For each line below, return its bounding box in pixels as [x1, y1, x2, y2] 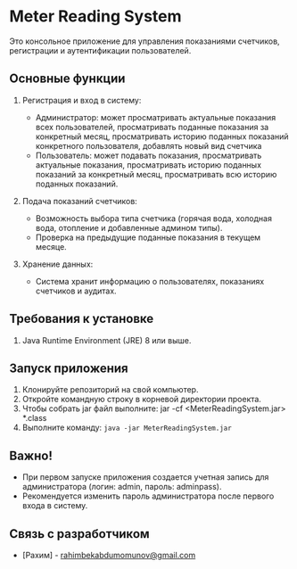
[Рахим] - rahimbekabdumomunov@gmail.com [21, 550, 196, 560]
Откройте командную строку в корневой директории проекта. [21, 394, 261, 405]
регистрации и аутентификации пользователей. [9, 45, 192, 55]
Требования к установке [9, 311, 154, 326]
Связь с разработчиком [9, 526, 150, 541]
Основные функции [9, 71, 126, 87]
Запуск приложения [9, 360, 128, 375]
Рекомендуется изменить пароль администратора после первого [21, 491, 275, 501]
